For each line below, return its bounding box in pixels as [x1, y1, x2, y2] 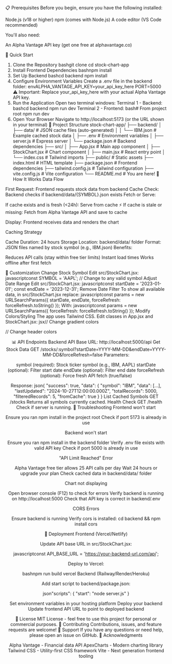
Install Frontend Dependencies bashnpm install [12, 67, 112, 73]
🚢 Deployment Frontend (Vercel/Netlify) [44, 531, 128, 537]
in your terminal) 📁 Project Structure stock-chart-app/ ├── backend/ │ [12, 122, 162, 128]
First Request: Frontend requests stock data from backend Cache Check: [5, 186, 160, 192]
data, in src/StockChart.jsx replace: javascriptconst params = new [5, 292, 145, 297]
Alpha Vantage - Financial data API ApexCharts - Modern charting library [9, 642, 163, 648]
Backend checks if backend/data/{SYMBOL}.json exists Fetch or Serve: [5, 192, 156, 197]
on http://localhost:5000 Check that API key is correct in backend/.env [12, 496, 160, 501]
